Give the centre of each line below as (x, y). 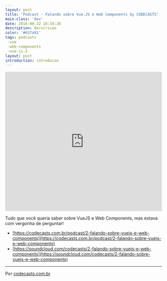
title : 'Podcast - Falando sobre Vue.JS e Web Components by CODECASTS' (82, 14)
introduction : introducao (32, 60)
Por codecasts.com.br (28, 274)
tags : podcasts (21, 38)
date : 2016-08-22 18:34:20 (33, 24)
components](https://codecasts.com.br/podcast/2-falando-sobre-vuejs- (87, 238)
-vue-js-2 (17, 51)
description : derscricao (31, 28)
